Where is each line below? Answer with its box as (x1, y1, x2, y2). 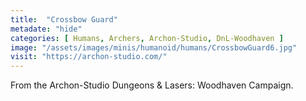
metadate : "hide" (10, 24, 83, 34)
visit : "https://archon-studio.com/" (10, 52, 168, 62)
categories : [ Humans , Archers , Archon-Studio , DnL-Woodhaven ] (10, 33, 284, 43)
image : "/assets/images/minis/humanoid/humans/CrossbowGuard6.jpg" (10, 42, 298, 53)
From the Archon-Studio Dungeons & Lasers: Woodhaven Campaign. (10, 79, 294, 91)
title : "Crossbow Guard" (10, 14, 118, 25)
